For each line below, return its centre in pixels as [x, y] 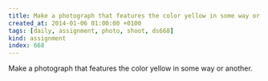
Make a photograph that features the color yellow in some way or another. [130, 68]
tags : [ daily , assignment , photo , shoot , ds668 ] [91, 30]
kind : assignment [37, 38]
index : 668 [26, 46]
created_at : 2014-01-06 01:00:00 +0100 [75, 23]
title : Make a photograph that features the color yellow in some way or [134, 16]
